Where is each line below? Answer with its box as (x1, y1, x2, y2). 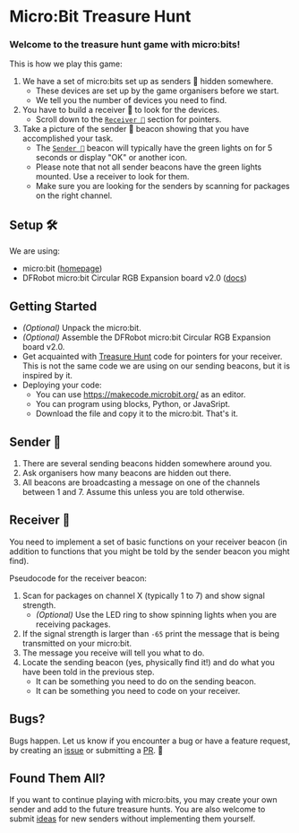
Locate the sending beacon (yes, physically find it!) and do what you (21, 656, 276, 667)
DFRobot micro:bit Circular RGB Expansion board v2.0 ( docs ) (21, 273, 248, 283)
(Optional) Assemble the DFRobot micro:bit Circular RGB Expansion (21, 332, 271, 343)
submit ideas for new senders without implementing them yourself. (9, 813, 256, 824)
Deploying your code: (21, 379, 102, 391)
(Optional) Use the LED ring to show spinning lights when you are (35, 609, 278, 620)
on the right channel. (35, 190, 113, 201)
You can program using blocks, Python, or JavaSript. (35, 399, 231, 410)
